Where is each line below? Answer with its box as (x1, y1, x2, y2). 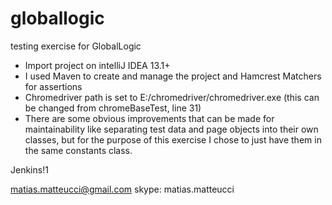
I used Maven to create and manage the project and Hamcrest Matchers (24, 70, 322, 82)
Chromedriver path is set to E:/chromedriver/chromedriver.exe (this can (24, 91, 320, 103)
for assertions (24, 80, 83, 92)
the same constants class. (24, 144, 133, 156)
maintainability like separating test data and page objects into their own (24, 123, 319, 135)
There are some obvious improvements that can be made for (24, 112, 275, 124)
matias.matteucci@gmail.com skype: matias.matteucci (10, 183, 235, 195)
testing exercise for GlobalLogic (10, 40, 142, 52)
